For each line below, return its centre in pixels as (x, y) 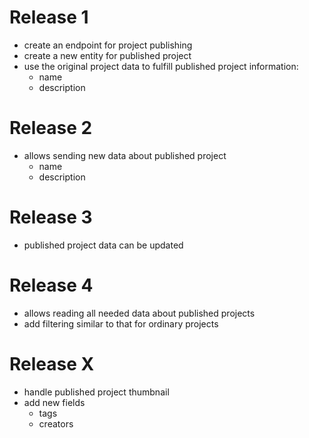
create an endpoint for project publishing (108, 45)
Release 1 (49, 17)
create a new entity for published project (107, 55)
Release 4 (51, 285)
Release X (52, 363)
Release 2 (51, 128)
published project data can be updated (103, 245)
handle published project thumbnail (96, 392)
